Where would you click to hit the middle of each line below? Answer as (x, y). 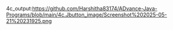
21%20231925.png (29, 21)
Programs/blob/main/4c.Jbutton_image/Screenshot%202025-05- (86, 15)
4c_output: (19, 9)
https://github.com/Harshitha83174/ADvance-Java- (95, 9)
